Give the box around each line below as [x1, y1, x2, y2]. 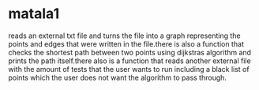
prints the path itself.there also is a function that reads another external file [8, 56, 251, 66]
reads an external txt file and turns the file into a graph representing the [8, 31, 241, 40]
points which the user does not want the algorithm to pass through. [8, 73, 227, 82]
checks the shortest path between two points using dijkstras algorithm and [8, 47, 251, 57]
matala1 [8, 5, 60, 23]
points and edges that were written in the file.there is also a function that [8, 39, 245, 48]
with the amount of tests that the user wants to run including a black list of [8, 64, 250, 73]
